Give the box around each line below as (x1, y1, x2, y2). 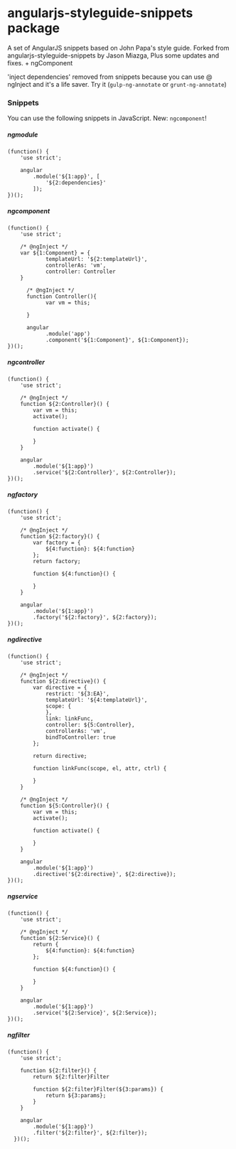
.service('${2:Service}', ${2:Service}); (33, 1010, 158, 1017)
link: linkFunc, (45, 715, 94, 722)
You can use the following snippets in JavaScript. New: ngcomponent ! (7, 114, 208, 122)
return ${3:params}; (45, 1092, 107, 1099)
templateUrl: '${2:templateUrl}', (45, 256, 148, 263)
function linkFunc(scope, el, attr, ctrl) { (33, 765, 167, 772)
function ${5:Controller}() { (20, 802, 110, 810)
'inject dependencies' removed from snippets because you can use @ (7, 73, 213, 81)
